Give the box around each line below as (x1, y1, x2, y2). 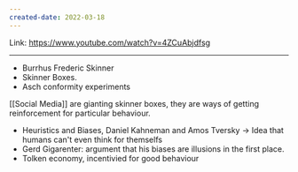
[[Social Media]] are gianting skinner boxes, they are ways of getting (9, 98, 260, 108)
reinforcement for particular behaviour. (9, 108, 151, 118)
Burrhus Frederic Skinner (21, 63, 114, 73)
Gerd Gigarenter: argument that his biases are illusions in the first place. (21, 143, 286, 154)
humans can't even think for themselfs (21, 134, 162, 145)
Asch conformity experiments (21, 81, 131, 92)
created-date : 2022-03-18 (9, 12, 105, 22)
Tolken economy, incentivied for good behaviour (21, 153, 200, 163)
